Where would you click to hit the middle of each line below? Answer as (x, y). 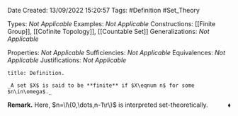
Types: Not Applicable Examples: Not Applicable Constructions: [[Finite (112, 24)
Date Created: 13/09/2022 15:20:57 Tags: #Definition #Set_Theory (104, 10)
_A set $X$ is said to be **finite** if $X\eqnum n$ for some (101, 86)
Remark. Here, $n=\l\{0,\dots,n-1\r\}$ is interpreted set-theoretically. (108, 105)
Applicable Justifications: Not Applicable (67, 60)
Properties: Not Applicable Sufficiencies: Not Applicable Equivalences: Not (116, 53)
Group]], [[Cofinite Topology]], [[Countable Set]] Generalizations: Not (109, 31)
